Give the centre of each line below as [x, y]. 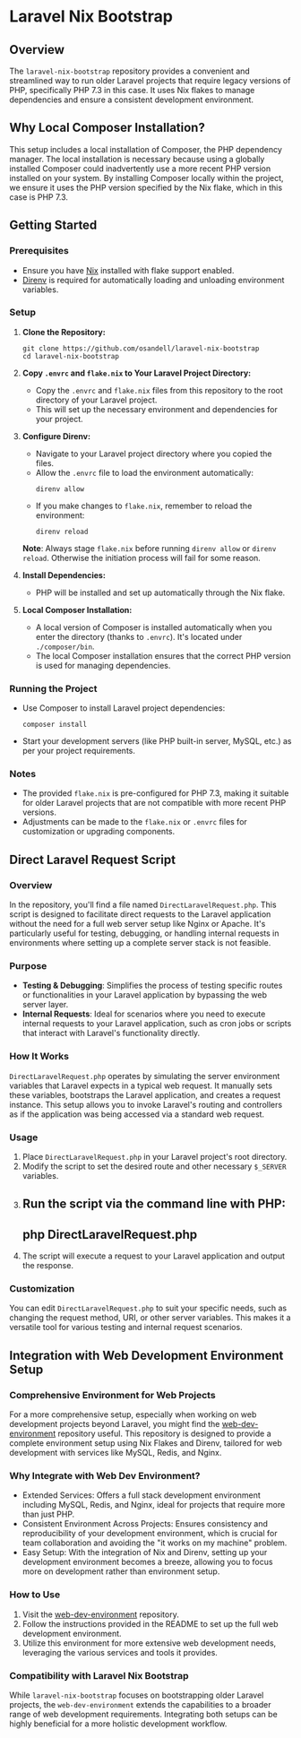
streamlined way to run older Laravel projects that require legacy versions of [150, 81]
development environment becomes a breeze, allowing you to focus [147, 1562]
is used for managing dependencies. [103, 665]
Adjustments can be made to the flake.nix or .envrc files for [135, 822]
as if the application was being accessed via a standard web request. [137, 1114]
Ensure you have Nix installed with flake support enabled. [128, 270]
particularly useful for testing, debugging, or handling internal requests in [144, 933]
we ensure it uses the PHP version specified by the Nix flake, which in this [146, 187]
